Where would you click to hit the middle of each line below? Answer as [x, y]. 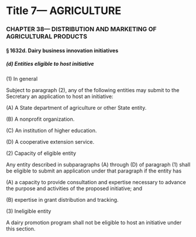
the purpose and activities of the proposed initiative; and [74, 188]
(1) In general [22, 79]
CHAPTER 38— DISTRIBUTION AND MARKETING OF [81, 29]
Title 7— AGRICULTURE [64, 11]
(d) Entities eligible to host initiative [50, 64]
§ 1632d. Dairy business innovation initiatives [62, 50]
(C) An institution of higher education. [51, 130]
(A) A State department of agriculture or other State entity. [76, 107]
